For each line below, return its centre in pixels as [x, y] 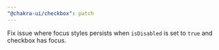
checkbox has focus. [37, 40]
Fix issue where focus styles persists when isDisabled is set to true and [110, 33]
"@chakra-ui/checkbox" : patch [51, 13]
